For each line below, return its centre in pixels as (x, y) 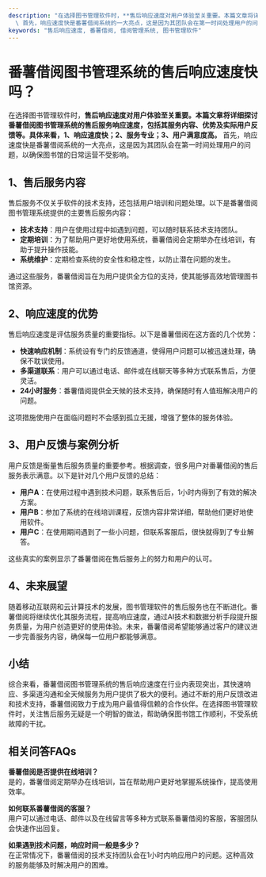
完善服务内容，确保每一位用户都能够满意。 (91, 636)
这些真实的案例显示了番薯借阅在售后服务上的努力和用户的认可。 (112, 558)
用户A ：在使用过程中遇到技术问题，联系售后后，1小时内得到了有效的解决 (138, 492)
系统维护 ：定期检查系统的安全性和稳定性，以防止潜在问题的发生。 (127, 259)
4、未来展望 (38, 586)
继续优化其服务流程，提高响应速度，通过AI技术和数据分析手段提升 (143, 616)
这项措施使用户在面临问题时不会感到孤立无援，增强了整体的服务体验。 (123, 417)
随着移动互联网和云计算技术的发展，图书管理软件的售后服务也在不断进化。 (129, 607)
